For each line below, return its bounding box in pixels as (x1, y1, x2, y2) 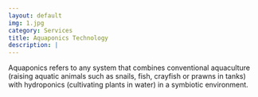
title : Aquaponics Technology (8, 33, 109, 42)
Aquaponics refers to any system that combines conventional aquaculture (8, 63, 251, 72)
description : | (8, 41, 59, 49)
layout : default (8, 11, 62, 20)
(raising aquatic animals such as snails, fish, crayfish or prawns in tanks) (8, 72, 247, 81)
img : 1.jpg (8, 19, 45, 27)
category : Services (8, 26, 73, 34)
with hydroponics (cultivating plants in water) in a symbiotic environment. (8, 80, 248, 90)
